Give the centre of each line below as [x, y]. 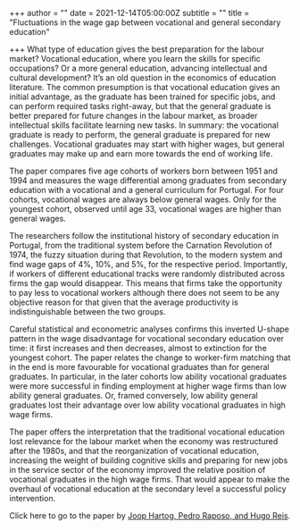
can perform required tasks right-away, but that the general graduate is [140, 106]
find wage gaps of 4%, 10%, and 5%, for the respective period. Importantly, [149, 264]
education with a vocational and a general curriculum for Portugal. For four [146, 190]
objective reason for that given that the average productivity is [124, 302]
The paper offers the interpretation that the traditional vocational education [147, 432]
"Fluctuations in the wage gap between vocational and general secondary [145, 22]
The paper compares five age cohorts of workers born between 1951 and [144, 171]
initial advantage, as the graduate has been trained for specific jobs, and [142, 97]
